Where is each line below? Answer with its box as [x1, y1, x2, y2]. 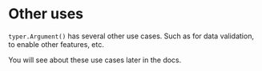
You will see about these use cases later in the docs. [8, 55, 182, 65]
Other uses [8, 5, 84, 23]
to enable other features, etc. [8, 39, 104, 49]
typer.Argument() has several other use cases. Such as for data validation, [8, 31, 255, 41]
